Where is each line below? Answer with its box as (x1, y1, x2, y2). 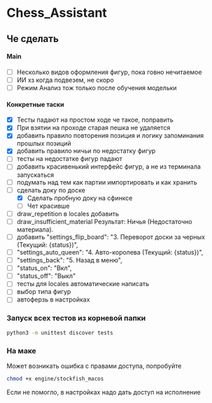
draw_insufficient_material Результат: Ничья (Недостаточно (16, 217, 193, 225)
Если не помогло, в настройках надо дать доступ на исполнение (6, 388, 201, 396)
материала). (16, 225, 54, 234)
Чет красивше (27, 201, 71, 210)
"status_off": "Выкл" (16, 271, 76, 281)
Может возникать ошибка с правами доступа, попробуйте (6, 362, 182, 370)
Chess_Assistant (6, 5, 108, 21)
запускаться (16, 170, 54, 179)
